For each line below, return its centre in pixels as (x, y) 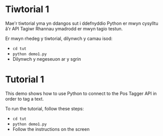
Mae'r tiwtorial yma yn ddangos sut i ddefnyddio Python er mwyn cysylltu (82, 23)
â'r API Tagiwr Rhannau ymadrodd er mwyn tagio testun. (64, 28)
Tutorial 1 (25, 80)
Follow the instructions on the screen (51, 129)
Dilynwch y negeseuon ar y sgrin (47, 59)
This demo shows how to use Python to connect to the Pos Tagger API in (81, 93)
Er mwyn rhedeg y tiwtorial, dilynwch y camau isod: (59, 38)
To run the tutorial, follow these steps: (45, 108)
